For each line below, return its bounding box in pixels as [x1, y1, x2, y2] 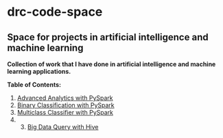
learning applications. [7, 68, 71, 75]
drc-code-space [7, 4, 103, 20]
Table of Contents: [7, 81, 62, 89]
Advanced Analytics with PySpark [16, 94, 113, 102]
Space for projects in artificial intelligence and [7, 31, 209, 43]
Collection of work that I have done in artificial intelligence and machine [7, 60, 216, 68]
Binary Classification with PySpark [16, 101, 115, 109]
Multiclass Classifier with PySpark [16, 109, 114, 116]
